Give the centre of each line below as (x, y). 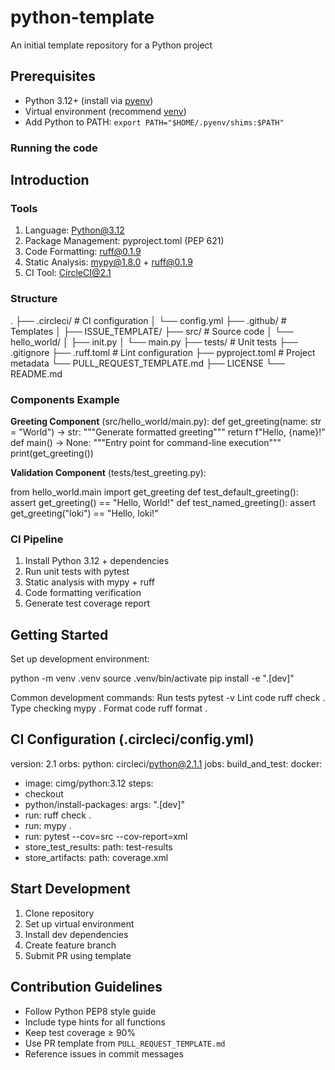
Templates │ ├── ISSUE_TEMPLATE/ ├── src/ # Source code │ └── (152, 331)
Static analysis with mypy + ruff (89, 582)
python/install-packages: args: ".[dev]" (104, 804)
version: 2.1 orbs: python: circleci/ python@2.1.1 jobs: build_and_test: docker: (166, 763)
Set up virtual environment (79, 923)
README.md (36, 373)
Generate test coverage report (87, 603)
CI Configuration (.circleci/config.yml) (132, 739)
